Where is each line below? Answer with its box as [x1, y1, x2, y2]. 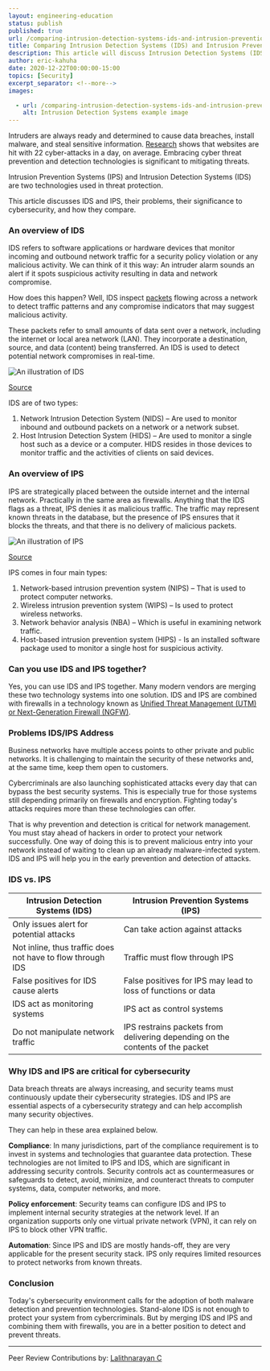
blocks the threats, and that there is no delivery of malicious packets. [8, 520, 237, 530]
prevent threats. [8, 1330, 61, 1340]
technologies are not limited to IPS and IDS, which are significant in [8, 1158, 231, 1167]
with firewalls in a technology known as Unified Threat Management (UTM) [8, 698, 257, 709]
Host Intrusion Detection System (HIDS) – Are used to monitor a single [19, 431, 252, 441]
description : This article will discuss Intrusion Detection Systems [8, 49, 247, 57]
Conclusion [8, 1278, 55, 1289]
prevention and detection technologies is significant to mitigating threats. [8, 156, 251, 166]
